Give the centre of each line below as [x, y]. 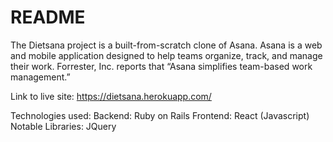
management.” [40, 77]
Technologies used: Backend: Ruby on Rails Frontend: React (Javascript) [160, 115]
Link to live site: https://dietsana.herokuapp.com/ [111, 96]
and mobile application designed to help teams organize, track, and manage [166, 55]
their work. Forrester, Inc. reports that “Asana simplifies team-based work [161, 66]
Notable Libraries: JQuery [63, 126]
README [48, 17]
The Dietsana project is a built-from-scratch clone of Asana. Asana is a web [166, 45]
